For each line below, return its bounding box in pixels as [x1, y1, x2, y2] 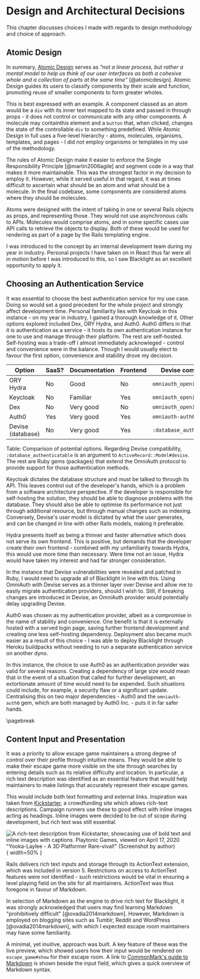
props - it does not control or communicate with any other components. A [6, 113, 187, 120]
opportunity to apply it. [6, 261, 62, 269]
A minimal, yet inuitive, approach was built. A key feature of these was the [6, 941, 187, 948]
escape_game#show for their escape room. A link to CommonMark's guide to [6, 953, 189, 961]
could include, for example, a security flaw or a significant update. [6, 686, 168, 693]
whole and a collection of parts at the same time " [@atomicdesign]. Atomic [6, 76, 192, 83]
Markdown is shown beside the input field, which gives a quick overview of [6, 960, 190, 967]
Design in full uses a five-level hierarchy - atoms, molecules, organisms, [6, 132, 183, 139]
